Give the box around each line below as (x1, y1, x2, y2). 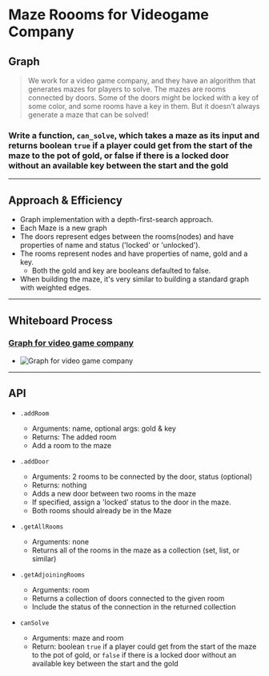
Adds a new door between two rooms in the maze (31, 488, 197, 498)
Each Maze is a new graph (19, 223, 108, 233)
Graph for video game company (8, 338, 134, 349)
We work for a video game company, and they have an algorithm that (27, 76, 256, 85)
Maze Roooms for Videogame (8, 6, 210, 24)
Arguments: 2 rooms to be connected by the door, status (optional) (31, 472, 252, 481)
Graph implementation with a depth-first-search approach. (19, 215, 214, 225)
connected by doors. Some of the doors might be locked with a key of (27, 93, 259, 102)
